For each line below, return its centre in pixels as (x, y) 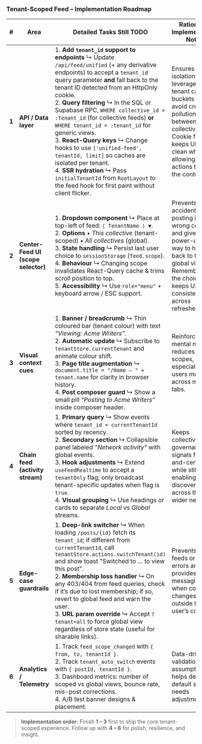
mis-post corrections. (86, 692)
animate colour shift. (84, 356)
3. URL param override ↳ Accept (103, 614)
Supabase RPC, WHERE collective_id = (110, 110)
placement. (71, 707)
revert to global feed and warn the (103, 599)
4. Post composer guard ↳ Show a (105, 392)
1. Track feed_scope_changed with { (104, 646)
